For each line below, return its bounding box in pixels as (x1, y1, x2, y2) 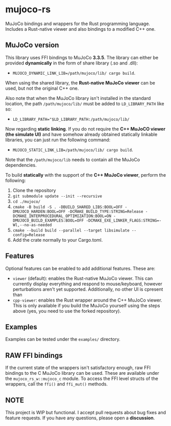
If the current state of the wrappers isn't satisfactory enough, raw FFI (5, 365, 151, 371)
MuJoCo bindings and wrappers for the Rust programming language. (5, 20, 151, 27)
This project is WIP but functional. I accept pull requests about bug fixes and (5, 410, 166, 415)
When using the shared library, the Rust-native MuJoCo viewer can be (5, 79, 156, 86)
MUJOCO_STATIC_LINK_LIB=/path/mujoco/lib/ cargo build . (12, 146, 134, 153)
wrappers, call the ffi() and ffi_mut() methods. (5, 381, 108, 387)
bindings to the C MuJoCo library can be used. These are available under (5, 370, 159, 376)
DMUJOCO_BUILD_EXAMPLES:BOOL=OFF (12, 218, 84, 223)
